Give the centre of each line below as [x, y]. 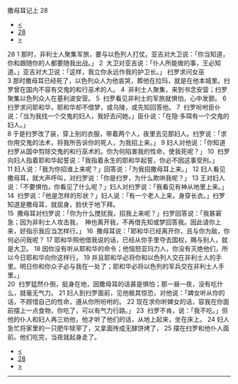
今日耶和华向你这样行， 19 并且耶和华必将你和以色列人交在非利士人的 [114, 257]
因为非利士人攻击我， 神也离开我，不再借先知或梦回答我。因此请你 [117, 222]
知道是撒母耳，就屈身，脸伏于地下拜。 [63, 204]
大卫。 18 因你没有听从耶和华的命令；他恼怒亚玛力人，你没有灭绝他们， [118, 249]
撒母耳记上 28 [28, 10]
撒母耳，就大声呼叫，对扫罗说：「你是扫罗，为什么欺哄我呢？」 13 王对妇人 [116, 178]
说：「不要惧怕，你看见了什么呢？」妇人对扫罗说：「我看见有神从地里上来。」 [118, 187]
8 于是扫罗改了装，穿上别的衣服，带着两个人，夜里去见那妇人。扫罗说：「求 [117, 134]
